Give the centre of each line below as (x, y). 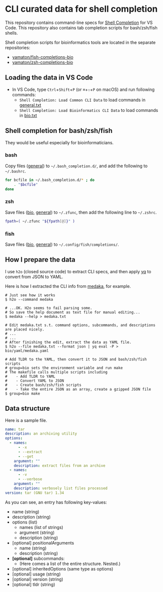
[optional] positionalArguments (43, 543)
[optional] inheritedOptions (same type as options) (63, 569)
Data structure (27, 408)
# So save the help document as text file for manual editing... (72, 312)
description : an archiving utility (41, 434)
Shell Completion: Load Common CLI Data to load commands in (82, 100)
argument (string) (37, 532)
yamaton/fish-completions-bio (43, 57)
